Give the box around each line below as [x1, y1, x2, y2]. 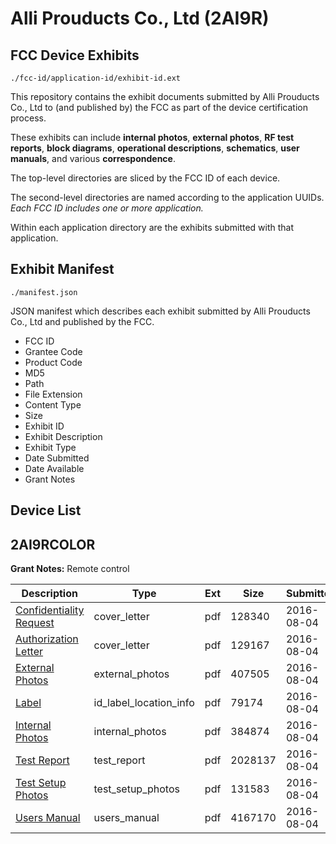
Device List [10, 502, 82, 519]
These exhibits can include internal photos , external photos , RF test [10, 132, 295, 143]
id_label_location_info [93, 696, 195, 710]
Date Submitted [24, 452, 90, 464]
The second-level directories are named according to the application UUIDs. [10, 192, 325, 203]
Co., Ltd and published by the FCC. [10, 315, 155, 327]
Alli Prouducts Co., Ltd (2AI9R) [10, 7, 270, 30]
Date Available [24, 462, 85, 474]
